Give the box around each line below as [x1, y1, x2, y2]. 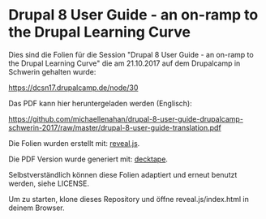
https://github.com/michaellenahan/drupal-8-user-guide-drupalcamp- [8, 114, 243, 123]
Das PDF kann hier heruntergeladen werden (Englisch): [8, 98, 192, 108]
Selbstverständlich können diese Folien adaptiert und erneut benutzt [8, 170, 238, 179]
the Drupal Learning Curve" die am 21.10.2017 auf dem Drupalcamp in [8, 58, 241, 68]
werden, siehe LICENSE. [8, 178, 89, 188]
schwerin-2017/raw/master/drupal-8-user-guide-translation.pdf [8, 122, 221, 132]
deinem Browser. [8, 203, 65, 213]
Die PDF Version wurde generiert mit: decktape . [8, 154, 169, 164]
